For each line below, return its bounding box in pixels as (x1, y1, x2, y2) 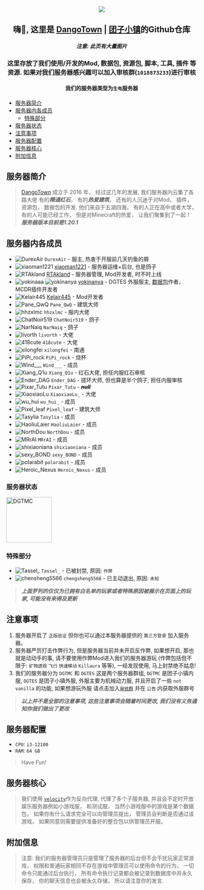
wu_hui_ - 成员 (40, 398, 76, 405)
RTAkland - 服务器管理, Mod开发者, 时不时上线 (46, 270, 162, 278)
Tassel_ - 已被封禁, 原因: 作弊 (41, 567, 113, 574)
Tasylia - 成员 (40, 413, 76, 420)
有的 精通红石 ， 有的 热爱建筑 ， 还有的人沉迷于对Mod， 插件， (38, 196, 192, 203)
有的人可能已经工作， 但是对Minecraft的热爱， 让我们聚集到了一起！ (21, 211, 192, 218)
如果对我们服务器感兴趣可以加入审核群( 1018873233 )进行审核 (23, 68, 196, 77)
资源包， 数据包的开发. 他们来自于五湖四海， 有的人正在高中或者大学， (21, 204, 197, 211)
